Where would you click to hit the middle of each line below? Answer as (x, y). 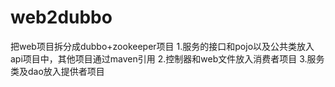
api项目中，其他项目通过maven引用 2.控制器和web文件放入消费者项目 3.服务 (167, 58)
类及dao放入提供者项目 (57, 71)
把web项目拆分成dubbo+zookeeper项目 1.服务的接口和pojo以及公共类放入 (162, 46)
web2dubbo (61, 17)
